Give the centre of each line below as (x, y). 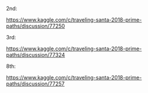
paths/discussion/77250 (36, 26)
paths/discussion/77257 (35, 84)
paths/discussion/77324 (36, 55)
